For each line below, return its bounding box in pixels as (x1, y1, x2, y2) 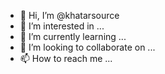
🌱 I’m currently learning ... (19, 31, 127, 42)
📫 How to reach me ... (19, 53, 113, 64)
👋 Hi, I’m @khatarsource (19, 10, 120, 21)
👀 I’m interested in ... (19, 20, 105, 32)
